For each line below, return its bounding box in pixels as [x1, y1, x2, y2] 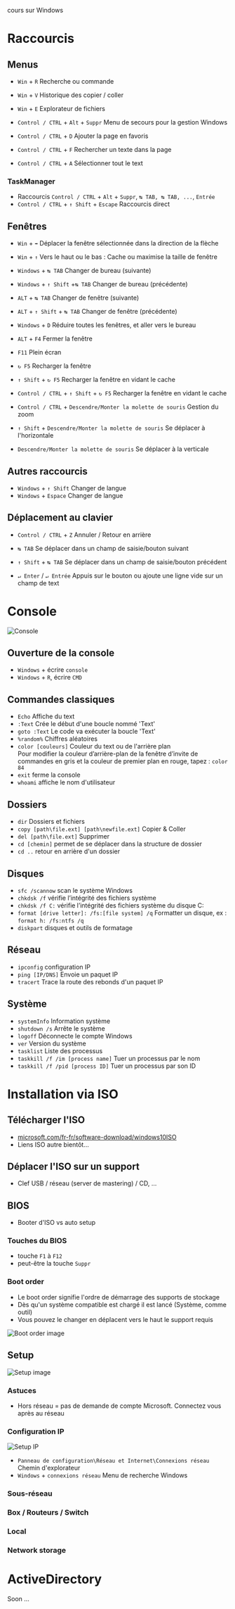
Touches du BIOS [7, 1236, 67, 1246]
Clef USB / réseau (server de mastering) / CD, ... [17, 1179, 157, 1188]
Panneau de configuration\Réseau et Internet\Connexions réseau [17, 1458, 210, 1465]
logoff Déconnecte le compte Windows [17, 1031, 133, 1040]
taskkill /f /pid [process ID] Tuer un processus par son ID [17, 1062, 196, 1070]
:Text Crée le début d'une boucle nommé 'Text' [17, 720, 156, 728]
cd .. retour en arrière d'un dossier [17, 847, 121, 856]
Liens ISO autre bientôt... [17, 1140, 90, 1149]
